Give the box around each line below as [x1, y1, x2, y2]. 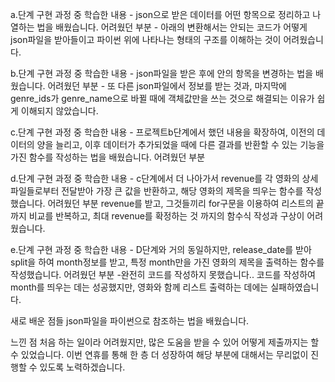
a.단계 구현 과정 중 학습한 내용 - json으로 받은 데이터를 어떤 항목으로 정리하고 [10, 9, 311, 20]
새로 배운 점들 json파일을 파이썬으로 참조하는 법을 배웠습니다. [10, 315, 250, 327]
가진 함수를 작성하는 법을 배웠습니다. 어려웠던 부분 [10, 151, 206, 163]
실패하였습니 [270, 281, 320, 293]
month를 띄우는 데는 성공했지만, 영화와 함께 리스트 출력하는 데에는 [10, 281, 269, 293]
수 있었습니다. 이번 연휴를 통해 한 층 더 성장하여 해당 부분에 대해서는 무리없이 [10, 349, 309, 360]
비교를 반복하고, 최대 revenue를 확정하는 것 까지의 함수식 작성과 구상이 [28, 210, 305, 222]
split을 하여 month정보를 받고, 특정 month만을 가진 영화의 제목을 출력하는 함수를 [10, 256, 325, 268]
